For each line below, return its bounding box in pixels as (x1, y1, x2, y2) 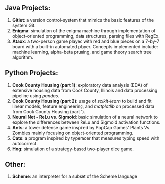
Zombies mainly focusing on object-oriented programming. (12, 130, 133, 136)
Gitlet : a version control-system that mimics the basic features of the (12, 17, 154, 23)
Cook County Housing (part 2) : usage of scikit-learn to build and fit (12, 98, 152, 104)
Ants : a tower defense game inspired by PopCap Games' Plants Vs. (12, 124, 151, 130)
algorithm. (12, 54, 33, 60)
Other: (5, 160, 26, 169)
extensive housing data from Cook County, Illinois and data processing (12, 87, 158, 93)
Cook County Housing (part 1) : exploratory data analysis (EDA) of (12, 82, 148, 88)
